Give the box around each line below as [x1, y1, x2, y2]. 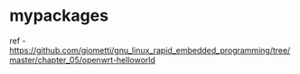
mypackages [9, 5, 109, 26]
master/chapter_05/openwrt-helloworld [9, 54, 155, 65]
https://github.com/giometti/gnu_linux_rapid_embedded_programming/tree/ [9, 44, 291, 55]
